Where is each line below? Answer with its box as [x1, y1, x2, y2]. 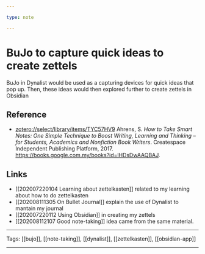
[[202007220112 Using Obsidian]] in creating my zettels [15, 211, 156, 219]
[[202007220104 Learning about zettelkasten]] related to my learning [15, 185, 190, 192]
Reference [6, 109, 47, 119]
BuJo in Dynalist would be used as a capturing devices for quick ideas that [6, 79, 194, 86]
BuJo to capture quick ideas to [6, 46, 164, 60]
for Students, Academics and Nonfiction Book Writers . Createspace [15, 138, 186, 146]
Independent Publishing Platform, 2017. [15, 145, 114, 152]
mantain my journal [15, 205, 64, 212]
